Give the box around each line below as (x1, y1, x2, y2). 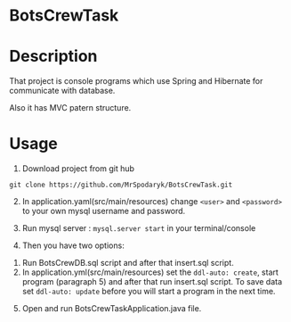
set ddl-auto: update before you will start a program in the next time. (21, 286, 276, 297)
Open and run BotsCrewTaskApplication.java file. (21, 303, 202, 314)
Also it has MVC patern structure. (9, 103, 132, 113)
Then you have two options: (21, 240, 125, 251)
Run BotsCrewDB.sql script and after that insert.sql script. (21, 258, 234, 268)
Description (9, 46, 98, 67)
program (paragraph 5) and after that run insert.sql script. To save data (21, 277, 283, 287)
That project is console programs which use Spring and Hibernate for (9, 76, 263, 87)
